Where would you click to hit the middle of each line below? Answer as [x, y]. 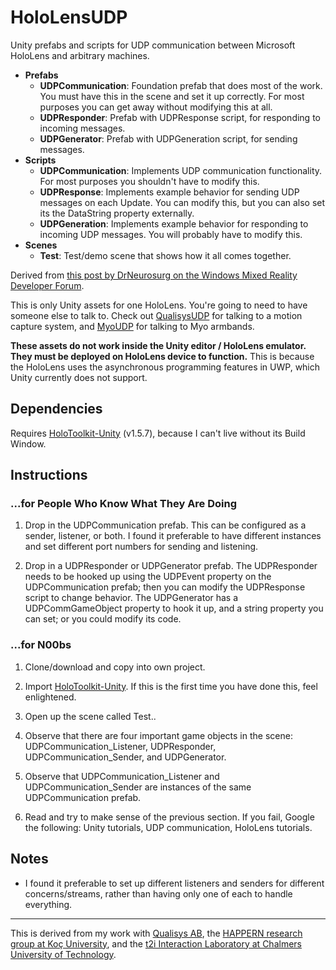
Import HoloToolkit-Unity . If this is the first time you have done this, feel [171, 686]
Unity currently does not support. [79, 377]
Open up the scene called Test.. [90, 716]
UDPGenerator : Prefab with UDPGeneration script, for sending [168, 138]
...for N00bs [41, 645]
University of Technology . [63, 954]
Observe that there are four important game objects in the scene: [158, 735]
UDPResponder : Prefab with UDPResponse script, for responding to [180, 117]
